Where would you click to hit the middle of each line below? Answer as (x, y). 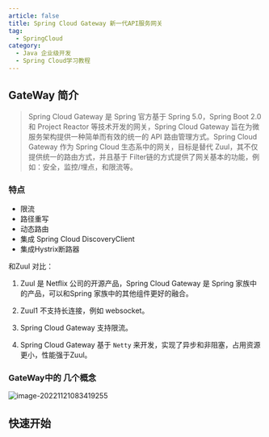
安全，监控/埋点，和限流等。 (90, 167)
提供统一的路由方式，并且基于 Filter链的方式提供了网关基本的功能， (140, 156)
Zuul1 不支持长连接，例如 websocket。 (84, 310)
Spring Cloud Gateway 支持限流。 (76, 327)
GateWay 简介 (44, 96)
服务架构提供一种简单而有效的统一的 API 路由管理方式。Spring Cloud (143, 136)
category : (25, 46)
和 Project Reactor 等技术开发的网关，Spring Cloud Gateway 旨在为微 (144, 127)
